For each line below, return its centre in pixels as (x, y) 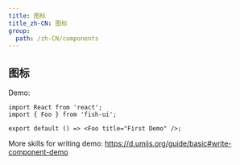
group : (19, 31)
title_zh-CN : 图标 (38, 23)
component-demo (38, 152)
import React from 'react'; (56, 108)
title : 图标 (27, 16)
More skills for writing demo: (56, 144)
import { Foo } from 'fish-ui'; (62, 115)
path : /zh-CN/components (57, 38)
